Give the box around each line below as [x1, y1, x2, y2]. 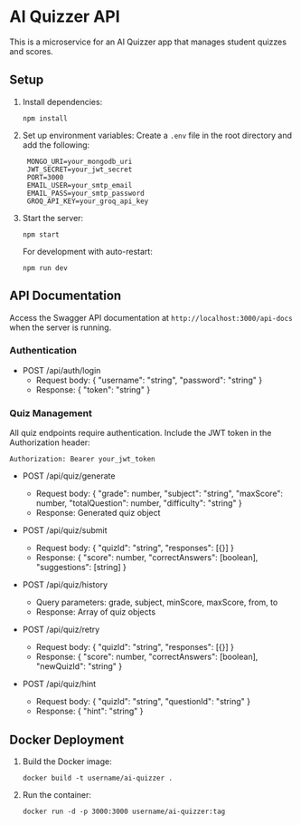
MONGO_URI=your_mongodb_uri [26, 157, 133, 166]
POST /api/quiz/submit [22, 525, 108, 536]
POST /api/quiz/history [22, 579, 108, 590]
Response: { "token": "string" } [35, 383, 151, 395]
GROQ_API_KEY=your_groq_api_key [26, 197, 149, 206]
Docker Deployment [9, 732, 125, 747]
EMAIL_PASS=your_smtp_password [26, 189, 145, 198]
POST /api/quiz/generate [22, 471, 116, 481]
